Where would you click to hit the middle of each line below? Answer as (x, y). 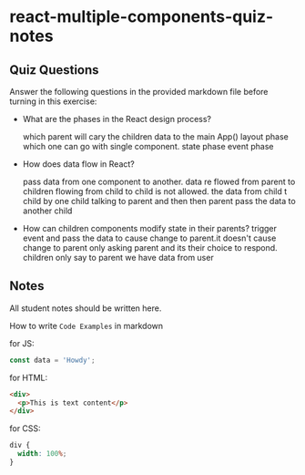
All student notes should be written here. (86, 308)
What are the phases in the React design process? (117, 119)
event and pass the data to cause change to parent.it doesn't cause (149, 238)
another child (47, 211)
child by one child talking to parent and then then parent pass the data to (159, 201)
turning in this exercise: (53, 101)
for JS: (22, 343)
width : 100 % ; (42, 454)
